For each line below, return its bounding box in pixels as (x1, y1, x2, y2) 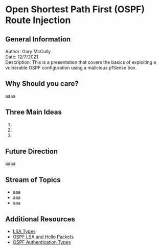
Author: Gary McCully (5, 49, 51, 54)
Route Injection (5, 14, 71, 26)
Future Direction (5, 147, 58, 156)
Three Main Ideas (5, 108, 62, 117)
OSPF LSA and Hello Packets (12, 234, 74, 240)
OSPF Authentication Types (12, 239, 71, 245)
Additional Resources (5, 215, 75, 223)
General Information (5, 35, 71, 43)
